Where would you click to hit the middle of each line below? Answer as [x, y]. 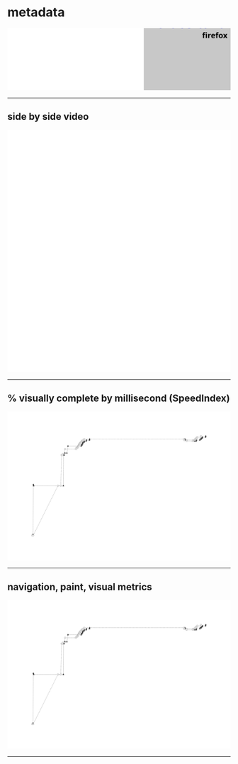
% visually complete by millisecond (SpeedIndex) [119, 399]
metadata [36, 12]
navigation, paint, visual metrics [80, 586]
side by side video [48, 117]
